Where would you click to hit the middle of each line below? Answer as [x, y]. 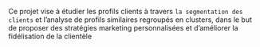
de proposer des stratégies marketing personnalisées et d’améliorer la [123, 28]
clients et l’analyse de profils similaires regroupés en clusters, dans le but [130, 20]
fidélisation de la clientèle [50, 36]
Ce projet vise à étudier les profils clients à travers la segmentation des [126, 11]
